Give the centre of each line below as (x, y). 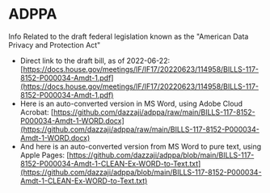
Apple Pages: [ (45, 155)
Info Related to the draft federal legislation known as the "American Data (129, 36)
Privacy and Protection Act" (55, 44)
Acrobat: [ (37, 112)
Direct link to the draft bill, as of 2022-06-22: (95, 61)
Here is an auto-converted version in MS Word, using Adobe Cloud (131, 103)
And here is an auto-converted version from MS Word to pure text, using (141, 146)
